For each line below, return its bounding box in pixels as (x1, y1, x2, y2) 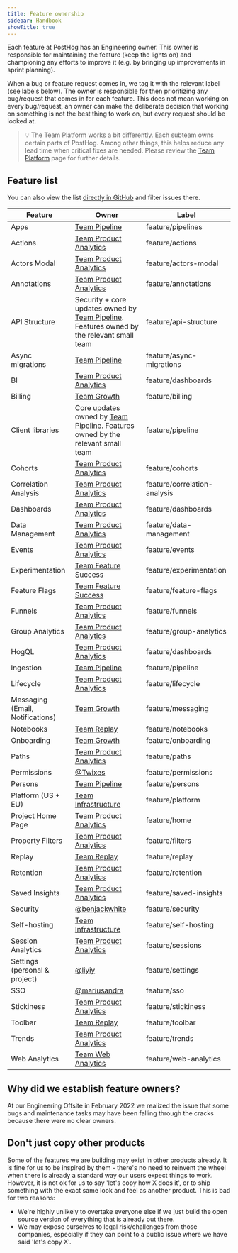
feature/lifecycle (145, 679, 200, 689)
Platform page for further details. (24, 154, 121, 162)
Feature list (7, 175, 58, 187)
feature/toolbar (145, 1017, 196, 1027)
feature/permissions (145, 768, 213, 778)
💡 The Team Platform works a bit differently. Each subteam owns (24, 131, 214, 139)
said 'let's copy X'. (17, 1237, 72, 1246)
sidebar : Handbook (7, 17, 62, 24)
